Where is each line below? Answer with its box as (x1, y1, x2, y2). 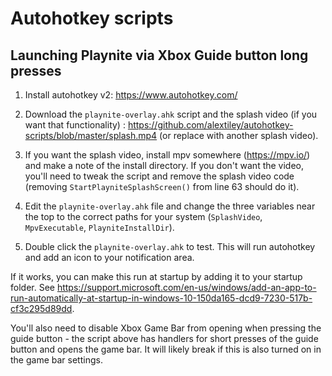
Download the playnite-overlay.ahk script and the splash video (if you (24, 108, 318, 120)
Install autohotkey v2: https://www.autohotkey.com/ (24, 89, 238, 101)
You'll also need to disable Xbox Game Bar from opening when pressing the (10, 322, 322, 334)
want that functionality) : (24, 119, 126, 131)
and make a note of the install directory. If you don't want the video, (24, 160, 305, 171)
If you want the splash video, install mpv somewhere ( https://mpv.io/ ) (24, 149, 311, 161)
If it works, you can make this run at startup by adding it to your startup (10, 271, 303, 282)
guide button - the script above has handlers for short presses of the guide (10, 333, 319, 344)
